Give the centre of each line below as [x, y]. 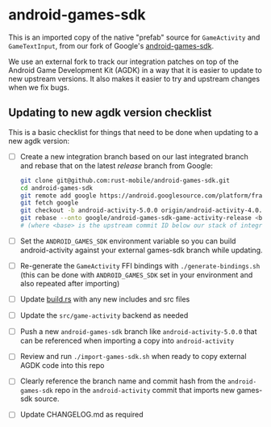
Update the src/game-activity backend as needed [104, 315]
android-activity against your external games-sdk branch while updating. [141, 250]
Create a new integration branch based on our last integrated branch [134, 156]
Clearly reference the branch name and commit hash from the [123, 381]
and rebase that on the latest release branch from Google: [117, 165]
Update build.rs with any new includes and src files [105, 299]
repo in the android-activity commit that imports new [145, 391]
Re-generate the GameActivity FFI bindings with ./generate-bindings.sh [140, 266]
